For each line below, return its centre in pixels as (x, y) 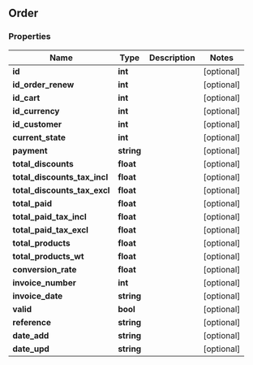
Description (172, 58)
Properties (30, 37)
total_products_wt (48, 256)
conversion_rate (45, 269)
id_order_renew (43, 85)
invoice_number (45, 282)
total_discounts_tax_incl (60, 176)
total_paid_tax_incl (49, 216)
